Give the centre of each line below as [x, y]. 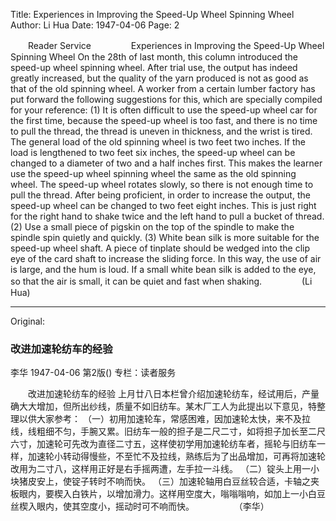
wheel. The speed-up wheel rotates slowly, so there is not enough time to [162, 184]
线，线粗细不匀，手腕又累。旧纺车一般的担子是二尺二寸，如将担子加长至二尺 [168, 431]
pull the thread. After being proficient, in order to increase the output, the [160, 195]
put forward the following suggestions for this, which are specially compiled [166, 99]
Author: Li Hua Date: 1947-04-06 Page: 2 [95, 25]
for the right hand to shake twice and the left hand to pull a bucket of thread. [167, 216]
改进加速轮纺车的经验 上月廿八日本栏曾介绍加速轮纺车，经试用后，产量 [173, 394]
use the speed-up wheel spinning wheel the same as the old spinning [153, 173]
